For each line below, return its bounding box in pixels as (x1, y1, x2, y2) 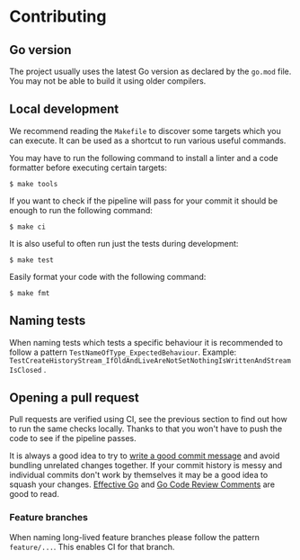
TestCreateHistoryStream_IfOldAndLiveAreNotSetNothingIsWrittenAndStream (9, 356, 292, 366)
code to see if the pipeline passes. (9, 433, 137, 444)
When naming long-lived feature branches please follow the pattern (9, 531, 260, 542)
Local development (9, 102, 119, 117)
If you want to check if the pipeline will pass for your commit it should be (9, 195, 278, 206)
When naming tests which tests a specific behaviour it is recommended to (9, 337, 283, 348)
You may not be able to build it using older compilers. (9, 76, 207, 86)
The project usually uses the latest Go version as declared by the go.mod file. (9, 66, 292, 77)
